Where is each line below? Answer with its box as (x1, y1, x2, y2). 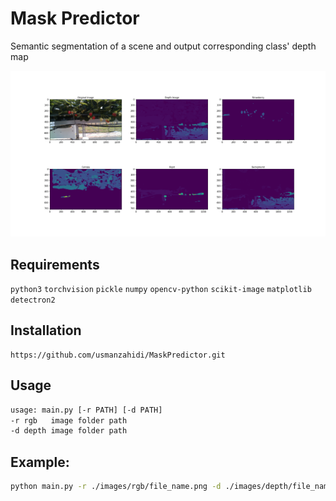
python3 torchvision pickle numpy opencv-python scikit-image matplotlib (10, 285, 312, 295)
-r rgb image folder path (10, 415, 128, 426)
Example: (10, 453, 70, 471)
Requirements (10, 256, 100, 273)
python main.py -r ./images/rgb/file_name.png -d (10, 482, 222, 492)
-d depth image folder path (10, 426, 128, 436)
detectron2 (10, 295, 56, 306)
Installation (10, 322, 82, 339)
